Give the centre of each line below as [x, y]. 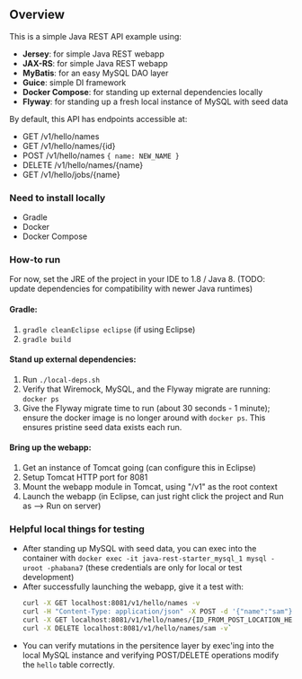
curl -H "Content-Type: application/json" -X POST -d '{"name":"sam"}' [159, 612]
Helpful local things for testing [77, 529]
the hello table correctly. [68, 665]
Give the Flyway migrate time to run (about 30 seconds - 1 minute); [146, 408]
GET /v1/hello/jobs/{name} [71, 174]
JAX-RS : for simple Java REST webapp [95, 63]
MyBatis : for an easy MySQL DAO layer [95, 73]
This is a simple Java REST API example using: [96, 36]
